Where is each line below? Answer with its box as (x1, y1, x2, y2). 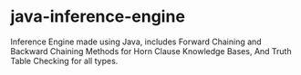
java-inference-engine (10, 6, 186, 27)
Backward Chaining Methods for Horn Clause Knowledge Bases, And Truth (10, 45, 292, 56)
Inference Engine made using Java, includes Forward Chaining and (10, 36, 263, 47)
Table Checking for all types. (10, 55, 119, 66)
